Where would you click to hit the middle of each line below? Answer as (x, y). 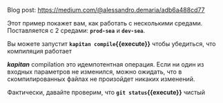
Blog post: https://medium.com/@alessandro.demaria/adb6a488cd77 (106, 10)
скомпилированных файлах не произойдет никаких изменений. (101, 79)
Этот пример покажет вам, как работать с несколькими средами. (105, 23)
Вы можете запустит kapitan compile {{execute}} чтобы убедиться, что (111, 44)
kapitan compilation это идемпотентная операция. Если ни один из (106, 64)
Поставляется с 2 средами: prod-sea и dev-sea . (76, 31)
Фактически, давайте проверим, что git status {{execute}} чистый (106, 92)
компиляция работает (40, 51)
